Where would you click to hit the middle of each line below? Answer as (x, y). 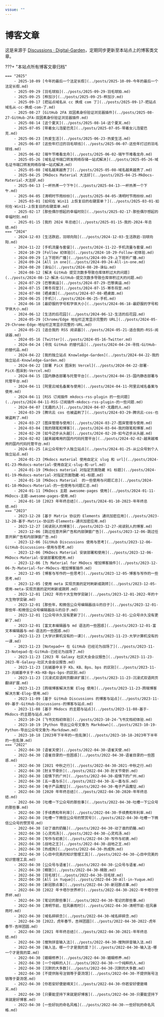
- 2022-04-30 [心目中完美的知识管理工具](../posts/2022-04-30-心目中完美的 (86, 854)
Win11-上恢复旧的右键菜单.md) (42, 206)
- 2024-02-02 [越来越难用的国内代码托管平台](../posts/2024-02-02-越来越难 (86, 438)
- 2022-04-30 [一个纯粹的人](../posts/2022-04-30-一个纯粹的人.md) (80, 963)
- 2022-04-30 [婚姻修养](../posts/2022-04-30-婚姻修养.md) (72, 958)
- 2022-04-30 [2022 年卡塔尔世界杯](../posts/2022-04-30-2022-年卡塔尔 (84, 890)
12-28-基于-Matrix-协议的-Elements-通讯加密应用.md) (56, 521)
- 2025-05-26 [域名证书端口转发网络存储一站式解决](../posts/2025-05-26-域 (86, 159)
